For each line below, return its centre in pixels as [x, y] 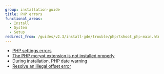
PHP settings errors [32, 50]
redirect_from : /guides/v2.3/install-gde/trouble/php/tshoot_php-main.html [84, 37]
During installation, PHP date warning [50, 61]
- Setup [17, 32]
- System [18, 28]
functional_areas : [24, 18]
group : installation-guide [32, 9]
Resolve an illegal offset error [42, 66]
